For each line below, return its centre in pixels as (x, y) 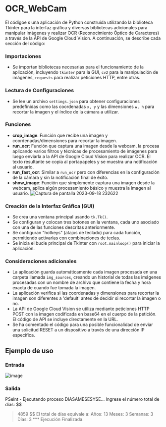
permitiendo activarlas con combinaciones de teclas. (66, 238)
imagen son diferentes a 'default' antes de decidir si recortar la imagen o (86, 298)
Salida (13, 388)
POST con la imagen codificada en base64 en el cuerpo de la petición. (84, 314)
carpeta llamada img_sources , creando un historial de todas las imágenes (87, 277)
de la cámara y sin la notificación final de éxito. (60, 177)
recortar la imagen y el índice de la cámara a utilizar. (66, 111)
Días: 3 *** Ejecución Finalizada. (50, 420)
